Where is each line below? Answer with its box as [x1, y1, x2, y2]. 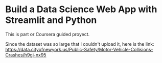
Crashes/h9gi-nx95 [5, 52, 47, 58]
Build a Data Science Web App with [5, 4, 157, 15]
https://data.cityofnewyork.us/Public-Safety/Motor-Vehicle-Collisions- [5, 46, 153, 52]
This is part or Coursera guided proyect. [5, 31, 90, 37]
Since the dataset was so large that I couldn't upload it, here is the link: [5, 41, 154, 47]
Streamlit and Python [5, 14, 97, 26]
